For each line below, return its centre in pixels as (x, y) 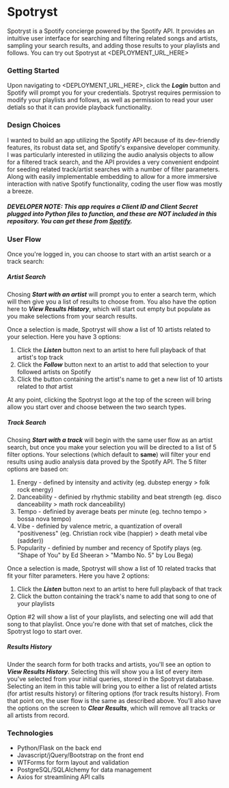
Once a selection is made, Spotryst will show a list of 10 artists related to (109, 329)
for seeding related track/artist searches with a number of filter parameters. (113, 169)
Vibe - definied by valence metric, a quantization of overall (99, 526)
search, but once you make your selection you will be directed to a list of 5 (112, 447)
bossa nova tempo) (44, 519)
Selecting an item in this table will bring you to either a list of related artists (112, 686)
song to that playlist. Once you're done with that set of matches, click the (110, 624)
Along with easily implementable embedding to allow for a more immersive (112, 176)
